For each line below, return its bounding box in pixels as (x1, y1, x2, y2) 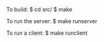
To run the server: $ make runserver (6, 18, 98, 24)
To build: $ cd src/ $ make (6, 6, 72, 13)
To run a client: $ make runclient (6, 29, 87, 37)
